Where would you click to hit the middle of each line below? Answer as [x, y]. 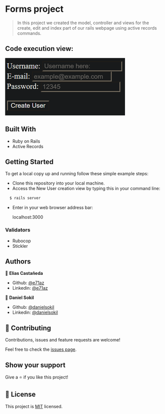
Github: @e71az [28, 283]
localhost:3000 [28, 217]
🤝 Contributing [28, 328]
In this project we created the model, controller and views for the [83, 23]
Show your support [35, 365]
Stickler [20, 246]
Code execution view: [39, 49]
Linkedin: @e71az [30, 288]
